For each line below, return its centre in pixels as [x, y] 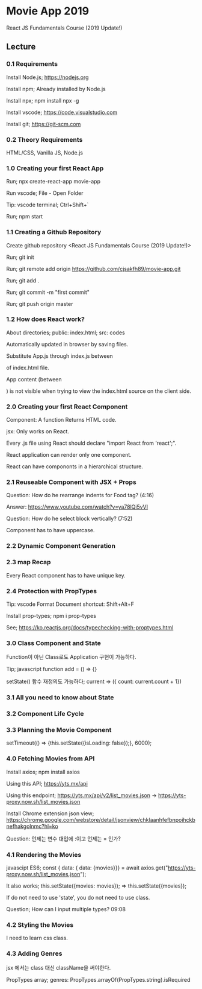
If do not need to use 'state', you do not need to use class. [78, 897]
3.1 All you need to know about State [60, 698]
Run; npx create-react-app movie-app [54, 182]
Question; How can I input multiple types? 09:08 [66, 909]
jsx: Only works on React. [38, 431]
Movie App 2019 [48, 11]
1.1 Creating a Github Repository [54, 232]
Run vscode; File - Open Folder [45, 193]
